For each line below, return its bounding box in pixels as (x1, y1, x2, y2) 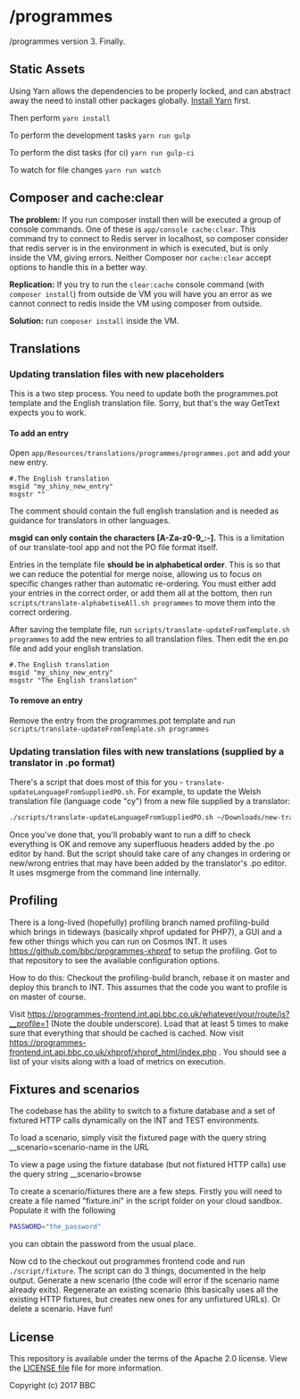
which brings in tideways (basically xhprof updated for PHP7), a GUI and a (9, 926, 283, 937)
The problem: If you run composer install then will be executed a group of (9, 214, 281, 225)
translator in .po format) (9, 756, 116, 768)
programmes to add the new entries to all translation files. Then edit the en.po (9, 633, 288, 645)
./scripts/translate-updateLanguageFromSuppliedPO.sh (9, 812, 214, 822)
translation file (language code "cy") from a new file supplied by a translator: (9, 795, 291, 806)
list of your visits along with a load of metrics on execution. (9, 1056, 226, 1066)
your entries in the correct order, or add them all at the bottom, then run (9, 588, 272, 598)
